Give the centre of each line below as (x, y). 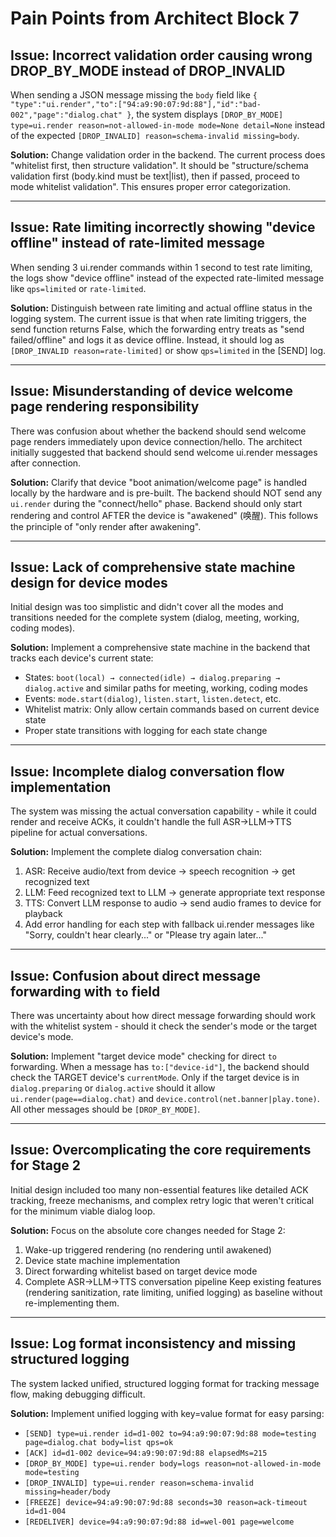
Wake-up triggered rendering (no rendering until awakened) (148, 1249)
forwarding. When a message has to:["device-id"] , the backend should (160, 1067)
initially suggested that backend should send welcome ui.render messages (164, 452)
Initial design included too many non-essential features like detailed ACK (159, 1189)
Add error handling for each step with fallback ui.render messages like (169, 924)
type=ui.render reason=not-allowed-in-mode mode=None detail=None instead (168, 125)
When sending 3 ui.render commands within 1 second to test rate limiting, (161, 267)
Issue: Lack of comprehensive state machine (153, 567)
